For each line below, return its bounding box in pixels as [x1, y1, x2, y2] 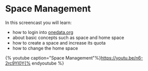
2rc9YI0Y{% [5, 60, 31, 66]
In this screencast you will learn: [5, 19, 72, 25]
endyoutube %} [32, 60, 64, 66]
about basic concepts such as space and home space [12, 34, 124, 40]
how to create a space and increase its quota [12, 39, 106, 45]
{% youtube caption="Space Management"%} [5, 54, 101, 60]
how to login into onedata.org [12, 29, 74, 35]
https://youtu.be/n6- [101, 54, 143, 60]
